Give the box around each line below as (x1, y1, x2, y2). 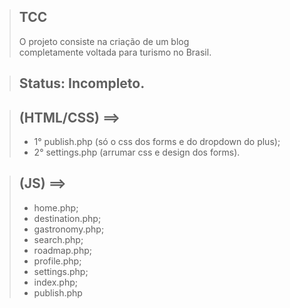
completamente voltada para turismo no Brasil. (18, 46, 212, 58)
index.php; (33, 276, 78, 288)
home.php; (33, 201, 79, 214)
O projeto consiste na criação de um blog (18, 35, 190, 47)
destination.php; (33, 212, 102, 224)
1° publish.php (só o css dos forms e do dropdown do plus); (33, 136, 281, 148)
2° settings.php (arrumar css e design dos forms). (33, 146, 241, 159)
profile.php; (33, 255, 82, 267)
